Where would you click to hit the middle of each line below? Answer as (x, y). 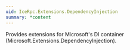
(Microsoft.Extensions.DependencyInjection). (61, 40)
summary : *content (28, 17)
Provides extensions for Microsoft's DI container (65, 34)
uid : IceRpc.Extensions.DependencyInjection (62, 12)
